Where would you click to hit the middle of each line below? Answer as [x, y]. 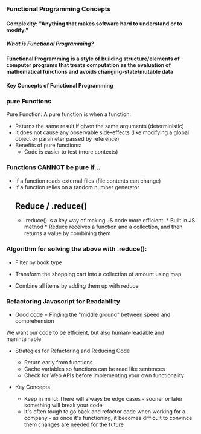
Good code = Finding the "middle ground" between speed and [93, 315]
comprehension [34, 321]
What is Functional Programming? [50, 44]
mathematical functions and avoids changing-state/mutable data [90, 72]
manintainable [24, 339]
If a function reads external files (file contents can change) [88, 181]
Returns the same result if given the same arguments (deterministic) [99, 126]
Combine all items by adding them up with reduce [77, 285]
